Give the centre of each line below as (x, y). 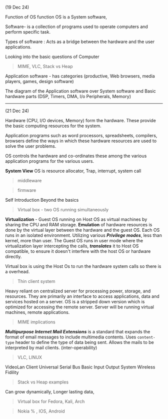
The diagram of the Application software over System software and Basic (80, 91)
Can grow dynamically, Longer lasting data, (50, 392)
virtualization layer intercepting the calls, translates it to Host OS (72, 246)
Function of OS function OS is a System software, (56, 17)
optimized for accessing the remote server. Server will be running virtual (79, 307)
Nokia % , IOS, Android (41, 411)
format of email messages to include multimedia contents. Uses (71, 337)
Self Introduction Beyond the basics (42, 200)
